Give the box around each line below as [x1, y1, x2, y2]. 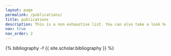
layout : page [5, 7, 33, 13]
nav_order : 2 [5, 31, 33, 36]
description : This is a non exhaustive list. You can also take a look [5, 21, 160, 27]
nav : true [5, 26, 26, 32]
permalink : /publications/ [5, 12, 63, 17]
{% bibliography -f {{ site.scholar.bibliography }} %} [5, 45, 115, 51]
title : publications [5, 17, 49, 22]
